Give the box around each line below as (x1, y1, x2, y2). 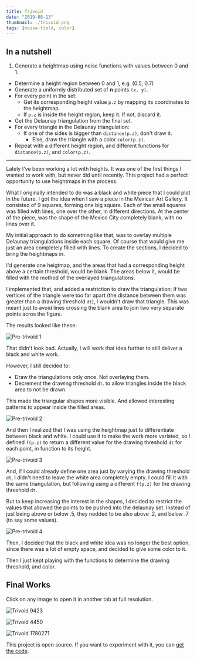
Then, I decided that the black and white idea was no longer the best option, (6, 539, 191, 546)
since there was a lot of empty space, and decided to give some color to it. (6, 546, 187, 553)
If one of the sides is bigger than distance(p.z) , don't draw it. (23, 130, 172, 137)
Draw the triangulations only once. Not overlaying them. (14, 374, 150, 381)
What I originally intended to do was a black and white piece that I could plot (6, 189, 191, 197)
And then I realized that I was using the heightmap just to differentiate (6, 427, 174, 434)
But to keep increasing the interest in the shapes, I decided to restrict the (6, 498, 182, 505)
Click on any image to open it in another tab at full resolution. (6, 595, 154, 603)
